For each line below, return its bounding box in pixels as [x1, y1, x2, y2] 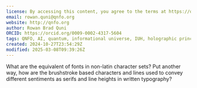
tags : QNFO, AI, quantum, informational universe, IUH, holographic [6, 36, 177, 42]
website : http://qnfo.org [6, 19, 69, 25]
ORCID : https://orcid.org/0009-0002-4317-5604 [6, 31, 122, 36]
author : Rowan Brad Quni [6, 25, 67, 31]
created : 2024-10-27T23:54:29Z [6, 42, 83, 48]
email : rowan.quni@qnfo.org [6, 14, 75, 20]
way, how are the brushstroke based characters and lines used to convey [6, 69, 183, 76]
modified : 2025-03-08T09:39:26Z [6, 47, 85, 53]
